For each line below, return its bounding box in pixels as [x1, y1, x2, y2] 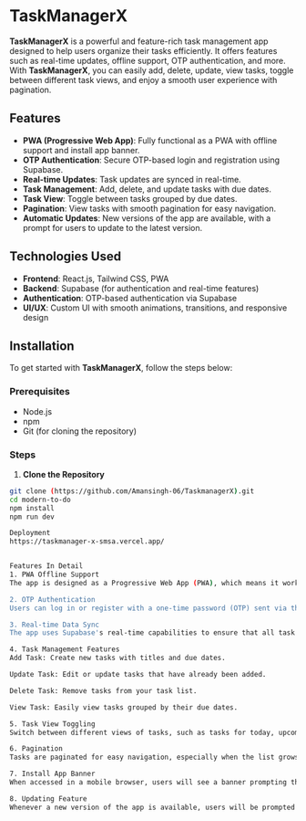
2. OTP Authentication [9, 595, 96, 604]
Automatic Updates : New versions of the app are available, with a [22, 212, 271, 224]
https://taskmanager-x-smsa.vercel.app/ [9, 537, 166, 546]
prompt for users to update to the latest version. [22, 222, 203, 233]
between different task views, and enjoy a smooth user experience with [9, 74, 278, 85]
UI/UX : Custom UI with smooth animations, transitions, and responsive [22, 302, 288, 313]
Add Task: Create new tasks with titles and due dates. [9, 654, 226, 663]
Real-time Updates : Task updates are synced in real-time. [22, 174, 241, 184]
